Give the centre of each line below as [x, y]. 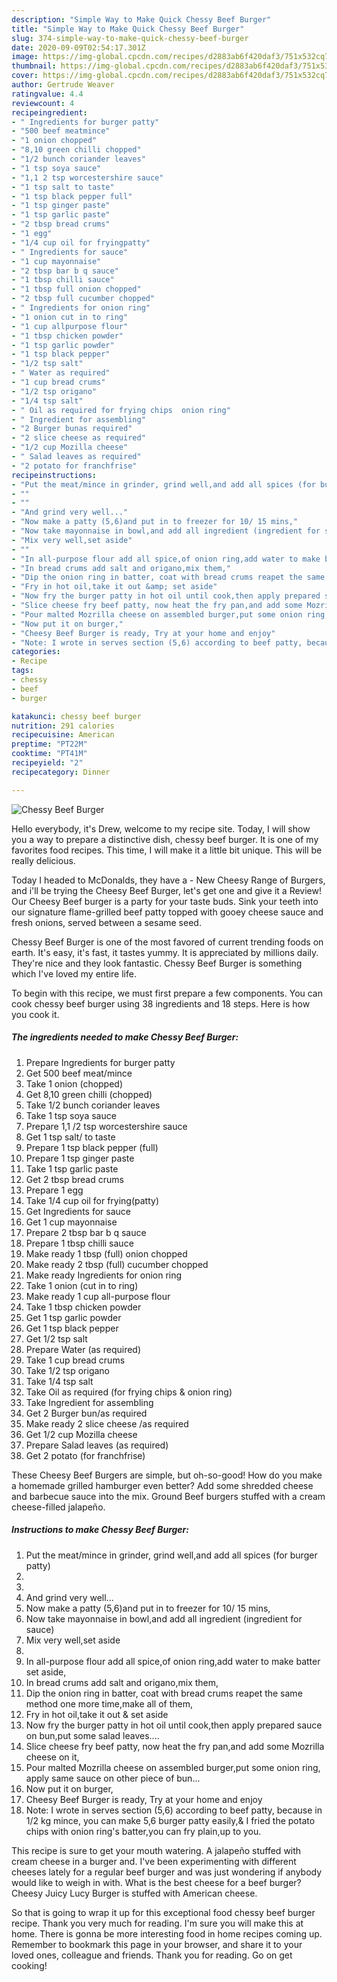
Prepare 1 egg [54, 1190]
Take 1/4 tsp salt [59, 1381]
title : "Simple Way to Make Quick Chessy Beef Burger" [128, 29]
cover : [25, 76]
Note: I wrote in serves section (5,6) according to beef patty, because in [174, 1810]
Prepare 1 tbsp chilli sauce [79, 1243]
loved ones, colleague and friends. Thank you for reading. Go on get [152, 1955]
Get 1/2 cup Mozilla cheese [81, 1434]
